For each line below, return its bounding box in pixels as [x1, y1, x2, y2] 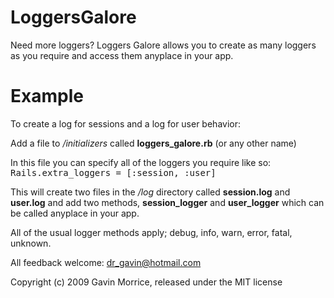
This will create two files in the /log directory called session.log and [10, 186, 291, 198]
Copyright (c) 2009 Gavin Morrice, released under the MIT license [10, 276, 283, 288]
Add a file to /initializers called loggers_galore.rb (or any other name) [10, 137, 297, 149]
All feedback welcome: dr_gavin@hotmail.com [10, 256, 202, 268]
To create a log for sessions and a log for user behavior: [10, 117, 241, 130]
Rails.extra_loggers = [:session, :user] [10, 167, 217, 178]
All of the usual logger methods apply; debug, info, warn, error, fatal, [10, 226, 293, 238]
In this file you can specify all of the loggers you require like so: [10, 156, 272, 168]
